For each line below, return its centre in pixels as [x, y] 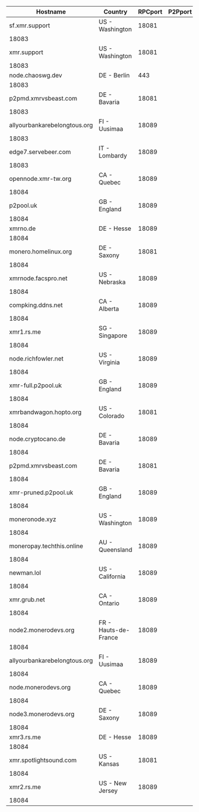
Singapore [113, 336]
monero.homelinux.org [41, 251]
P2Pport [180, 12]
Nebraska [112, 282]
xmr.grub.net [27, 599]
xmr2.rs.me [25, 787]
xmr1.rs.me [25, 332]
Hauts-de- [114, 630]
